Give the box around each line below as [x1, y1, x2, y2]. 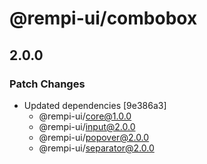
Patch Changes [9, 77, 86, 91]
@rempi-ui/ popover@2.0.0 [38, 131, 150, 143]
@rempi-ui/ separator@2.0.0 [38, 142, 155, 154]
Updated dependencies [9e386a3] [23, 99, 167, 111]
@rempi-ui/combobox [9, 7, 198, 30]
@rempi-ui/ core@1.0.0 [38, 110, 132, 122]
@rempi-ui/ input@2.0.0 [38, 120, 136, 132]
